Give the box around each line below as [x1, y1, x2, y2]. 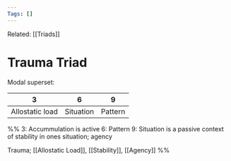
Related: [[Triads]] [7, 30, 60, 38]
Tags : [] [7, 10, 33, 18]
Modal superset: [7, 78, 55, 86]
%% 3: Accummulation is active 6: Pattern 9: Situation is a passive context [7, 124, 224, 133]
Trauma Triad [7, 54, 88, 71]
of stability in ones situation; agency [7, 132, 113, 141]
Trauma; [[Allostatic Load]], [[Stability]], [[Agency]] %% [7, 145, 170, 154]
